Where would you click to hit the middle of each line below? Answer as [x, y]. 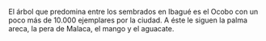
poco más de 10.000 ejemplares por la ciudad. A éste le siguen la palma [128, 20]
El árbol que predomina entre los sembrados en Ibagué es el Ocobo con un [133, 12]
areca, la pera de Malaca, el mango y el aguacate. [91, 29]
